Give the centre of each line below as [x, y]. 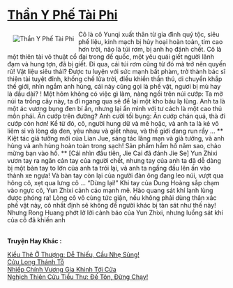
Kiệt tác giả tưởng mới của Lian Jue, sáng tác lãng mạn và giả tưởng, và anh [116, 138]
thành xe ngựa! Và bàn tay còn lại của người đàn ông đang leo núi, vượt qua [116, 175]
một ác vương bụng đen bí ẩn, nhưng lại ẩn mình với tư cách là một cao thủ [115, 108]
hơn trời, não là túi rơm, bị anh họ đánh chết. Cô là [150, 49]
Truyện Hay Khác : [35, 240]
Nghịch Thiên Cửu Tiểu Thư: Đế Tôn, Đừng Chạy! [78, 277]
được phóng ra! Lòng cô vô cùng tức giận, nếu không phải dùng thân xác [112, 197]
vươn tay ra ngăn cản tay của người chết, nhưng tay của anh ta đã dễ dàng [114, 160]
